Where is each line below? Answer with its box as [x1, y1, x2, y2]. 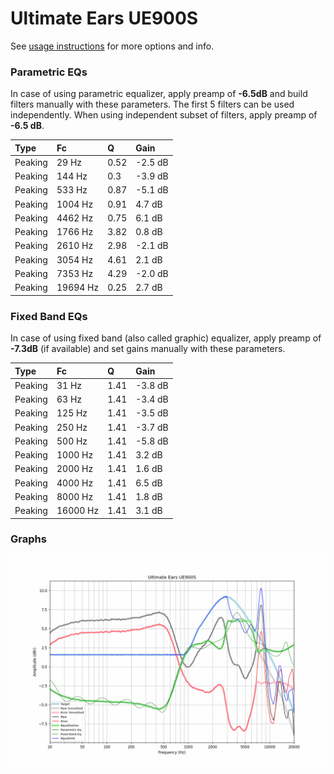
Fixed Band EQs [10, 309, 88, 323]
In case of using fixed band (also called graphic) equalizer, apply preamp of [10, 332, 322, 344]
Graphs [10, 532, 47, 546]
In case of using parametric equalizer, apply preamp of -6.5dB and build [10, 88, 308, 100]
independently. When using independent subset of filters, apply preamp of [10, 109, 318, 121]
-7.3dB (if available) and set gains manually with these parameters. [10, 343, 286, 355]
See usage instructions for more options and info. [10, 40, 215, 52]
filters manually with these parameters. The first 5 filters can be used [10, 98, 295, 111]
